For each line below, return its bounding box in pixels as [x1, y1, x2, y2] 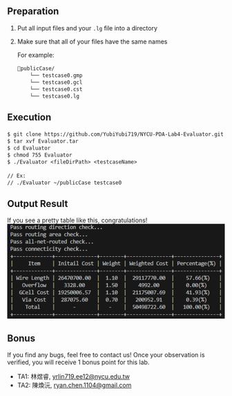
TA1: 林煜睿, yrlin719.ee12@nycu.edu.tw [17, 372, 130, 381]
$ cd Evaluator [7, 145, 51, 152]
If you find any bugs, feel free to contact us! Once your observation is [7, 351, 205, 359]
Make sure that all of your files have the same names [17, 37, 168, 46]
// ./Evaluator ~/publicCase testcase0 [7, 179, 122, 186]
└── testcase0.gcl [30, 79, 83, 86]
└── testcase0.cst [30, 86, 83, 93]
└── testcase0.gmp [30, 72, 83, 79]
